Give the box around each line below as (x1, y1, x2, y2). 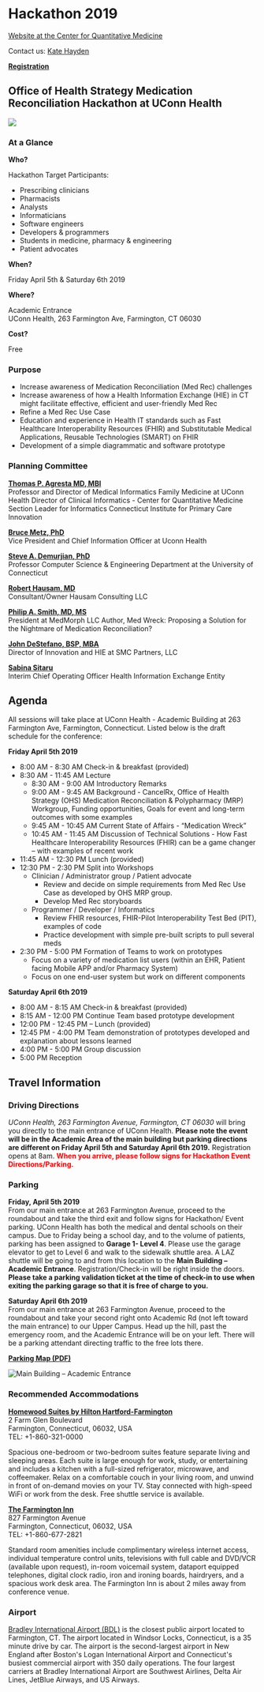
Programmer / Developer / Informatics (31, 905, 155, 915)
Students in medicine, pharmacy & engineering (19, 236, 172, 246)
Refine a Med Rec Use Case (19, 408, 111, 417)
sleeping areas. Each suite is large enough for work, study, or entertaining (8, 1455, 248, 1465)
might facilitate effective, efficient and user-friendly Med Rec (19, 399, 218, 408)
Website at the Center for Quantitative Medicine (8, 31, 163, 40)
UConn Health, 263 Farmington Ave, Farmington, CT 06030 (8, 314, 202, 324)
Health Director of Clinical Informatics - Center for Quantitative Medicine (8, 495, 244, 505)
